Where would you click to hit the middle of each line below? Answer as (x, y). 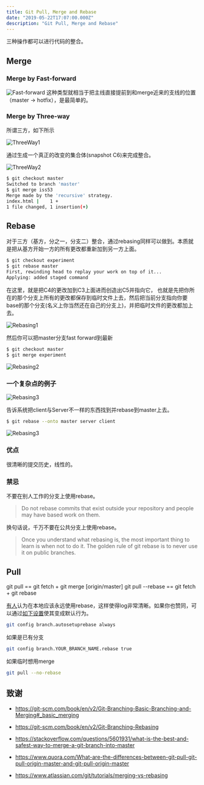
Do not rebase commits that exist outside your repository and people (107, 508)
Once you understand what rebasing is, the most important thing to (105, 540)
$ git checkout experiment (40, 261)
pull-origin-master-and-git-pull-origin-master (72, 763)
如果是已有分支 (25, 637)
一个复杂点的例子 (31, 383)
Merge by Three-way (38, 116)
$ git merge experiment (37, 355)
